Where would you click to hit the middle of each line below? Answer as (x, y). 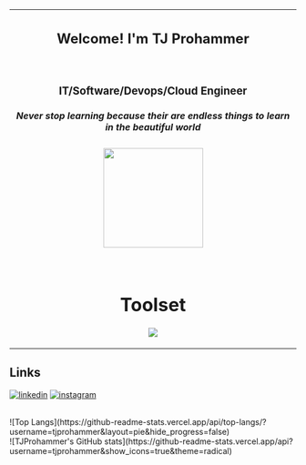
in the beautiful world (153, 127)
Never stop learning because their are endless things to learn (153, 116)
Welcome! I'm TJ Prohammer (153, 38)
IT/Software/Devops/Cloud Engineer (153, 91)
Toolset (153, 305)
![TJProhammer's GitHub (56, 441)
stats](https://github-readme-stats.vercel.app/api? (199, 441)
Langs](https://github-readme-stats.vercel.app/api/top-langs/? (148, 421)
